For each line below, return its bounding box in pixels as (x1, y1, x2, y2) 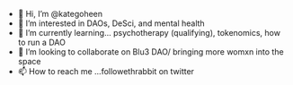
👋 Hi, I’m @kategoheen (17, 9, 103, 19)
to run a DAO (17, 37, 66, 47)
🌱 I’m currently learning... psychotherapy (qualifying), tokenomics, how (17, 28, 281, 38)
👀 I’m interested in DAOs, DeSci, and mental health (17, 18, 205, 29)
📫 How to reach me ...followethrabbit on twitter (17, 66, 195, 76)
